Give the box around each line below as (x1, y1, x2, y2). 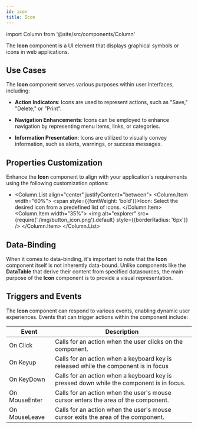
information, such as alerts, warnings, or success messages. (14, 140, 162, 148)
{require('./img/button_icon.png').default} (14, 217, 115, 224)
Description (105, 327, 139, 336)
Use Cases (6, 65, 47, 75)
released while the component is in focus (55, 362, 169, 370)
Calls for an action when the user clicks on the (55, 337, 183, 346)
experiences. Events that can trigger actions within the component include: (6, 313, 189, 320)
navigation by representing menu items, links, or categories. (14, 122, 160, 130)
